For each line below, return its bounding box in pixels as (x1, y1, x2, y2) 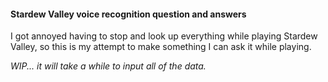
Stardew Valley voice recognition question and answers (10, 8, 247, 20)
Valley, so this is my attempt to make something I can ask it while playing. (10, 41, 312, 53)
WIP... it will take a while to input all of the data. (10, 60, 207, 72)
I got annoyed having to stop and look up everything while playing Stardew (10, 30, 318, 42)
